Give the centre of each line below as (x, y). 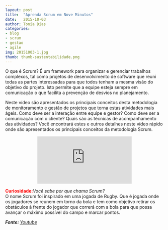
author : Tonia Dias (26, 24)
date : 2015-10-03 (26, 19)
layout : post (19, 10)
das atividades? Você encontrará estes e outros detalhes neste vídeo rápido (84, 124)
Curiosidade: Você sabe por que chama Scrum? (55, 191)
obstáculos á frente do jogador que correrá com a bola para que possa (79, 207)
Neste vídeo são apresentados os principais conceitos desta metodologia (81, 103)
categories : (18, 29)
